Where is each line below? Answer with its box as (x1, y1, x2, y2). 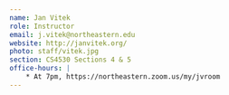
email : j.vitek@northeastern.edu (9, 30, 136, 39)
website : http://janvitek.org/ (9, 38, 128, 48)
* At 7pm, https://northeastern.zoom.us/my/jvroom (25, 72, 221, 81)
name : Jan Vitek (9, 13, 71, 23)
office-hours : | (9, 64, 71, 73)
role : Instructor (9, 22, 75, 31)
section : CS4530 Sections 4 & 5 (9, 55, 131, 64)
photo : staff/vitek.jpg (9, 47, 100, 56)
